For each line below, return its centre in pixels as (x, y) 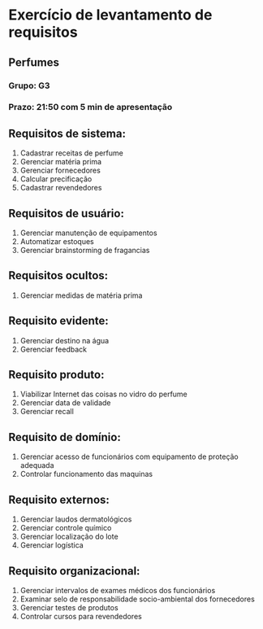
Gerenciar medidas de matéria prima (81, 295)
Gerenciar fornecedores (60, 170)
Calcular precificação (56, 179)
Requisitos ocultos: (58, 275)
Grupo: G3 (29, 85)
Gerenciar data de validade (65, 403)
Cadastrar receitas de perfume (71, 153)
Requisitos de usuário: (66, 213)
